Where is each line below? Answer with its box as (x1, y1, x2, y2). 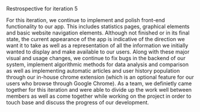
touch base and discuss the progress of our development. (6, 99, 150, 106)
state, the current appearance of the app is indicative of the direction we (6, 36, 185, 42)
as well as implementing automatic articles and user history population (6, 67, 180, 74)
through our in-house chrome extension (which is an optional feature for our (6, 74, 195, 80)
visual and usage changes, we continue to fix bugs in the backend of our (6, 55, 186, 61)
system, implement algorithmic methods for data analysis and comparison (6, 61, 189, 68)
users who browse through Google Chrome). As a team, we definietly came (6, 80, 192, 87)
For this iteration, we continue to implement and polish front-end (6, 17, 165, 23)
